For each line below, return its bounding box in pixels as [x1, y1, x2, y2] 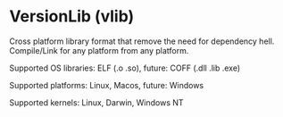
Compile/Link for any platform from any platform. [9, 45, 189, 55]
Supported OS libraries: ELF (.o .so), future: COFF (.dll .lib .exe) [9, 63, 241, 73]
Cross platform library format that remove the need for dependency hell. [9, 36, 275, 46]
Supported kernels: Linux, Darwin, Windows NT [9, 96, 185, 108]
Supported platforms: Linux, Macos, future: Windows [9, 79, 204, 90]
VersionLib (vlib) [9, 6, 135, 27]
